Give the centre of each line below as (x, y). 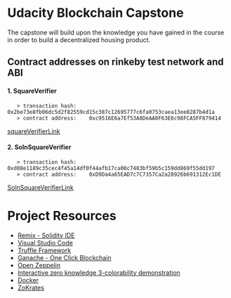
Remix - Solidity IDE (46, 235)
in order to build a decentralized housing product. (79, 39)
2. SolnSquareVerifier (39, 147)
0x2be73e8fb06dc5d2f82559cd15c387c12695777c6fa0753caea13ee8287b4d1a (111, 112)
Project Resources (62, 215)
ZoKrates (31, 287)
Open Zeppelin (39, 265)
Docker (28, 280)
